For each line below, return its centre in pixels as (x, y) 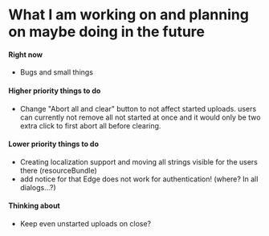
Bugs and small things (57, 72)
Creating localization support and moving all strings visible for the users (139, 161)
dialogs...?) (38, 187)
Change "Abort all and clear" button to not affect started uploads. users (138, 108)
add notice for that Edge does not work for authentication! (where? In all (139, 179)
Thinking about (34, 205)
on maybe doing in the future (106, 32)
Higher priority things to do (55, 91)
